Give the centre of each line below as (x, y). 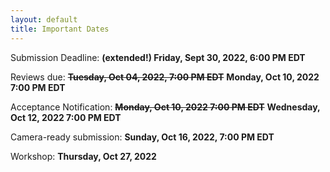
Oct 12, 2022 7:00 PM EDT (66, 117)
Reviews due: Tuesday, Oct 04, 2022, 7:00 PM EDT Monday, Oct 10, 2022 (165, 77)
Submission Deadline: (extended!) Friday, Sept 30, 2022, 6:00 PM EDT (158, 57)
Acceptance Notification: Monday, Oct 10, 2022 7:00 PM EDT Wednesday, (165, 107)
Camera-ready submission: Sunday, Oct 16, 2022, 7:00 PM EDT (142, 137)
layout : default (44, 19)
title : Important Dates (60, 29)
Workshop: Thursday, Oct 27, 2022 (83, 156)
